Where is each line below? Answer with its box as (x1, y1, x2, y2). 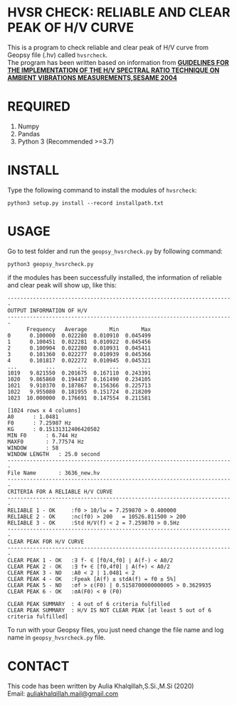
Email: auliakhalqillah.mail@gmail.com (7, 689, 119, 698)
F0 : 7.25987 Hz (7, 419, 72, 427)
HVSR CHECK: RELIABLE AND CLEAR (7, 4, 231, 21)
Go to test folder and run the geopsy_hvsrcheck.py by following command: (7, 247, 223, 255)
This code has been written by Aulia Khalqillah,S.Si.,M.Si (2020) (7, 681, 194, 690)
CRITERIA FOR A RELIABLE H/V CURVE (7, 488, 113, 495)
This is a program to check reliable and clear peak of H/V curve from (7, 43, 209, 51)
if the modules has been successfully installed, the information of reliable (7, 273, 222, 282)
